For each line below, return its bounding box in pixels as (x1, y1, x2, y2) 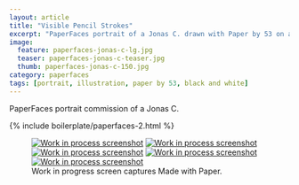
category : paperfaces (9, 71, 90, 80)
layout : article (9, 12, 69, 22)
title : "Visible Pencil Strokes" (9, 21, 133, 30)
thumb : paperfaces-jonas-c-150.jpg (17, 63, 149, 72)
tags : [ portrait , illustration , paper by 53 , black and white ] (9, 79, 249, 88)
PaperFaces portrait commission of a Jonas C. (9, 103, 180, 113)
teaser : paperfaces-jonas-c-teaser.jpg (17, 54, 166, 63)
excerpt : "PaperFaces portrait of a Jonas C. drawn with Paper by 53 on (9, 29, 285, 38)
